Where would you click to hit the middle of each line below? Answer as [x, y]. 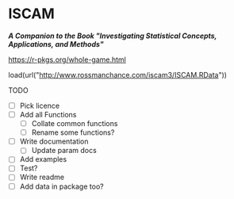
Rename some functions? [73, 132]
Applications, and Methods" [56, 44]
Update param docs [64, 151]
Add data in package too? [62, 186]
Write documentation [54, 142]
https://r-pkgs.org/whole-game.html [67, 59]
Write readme [42, 177]
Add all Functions [48, 115]
